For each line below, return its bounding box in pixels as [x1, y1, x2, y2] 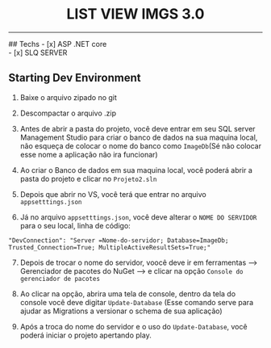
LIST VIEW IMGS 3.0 [66, 5, 205, 23]
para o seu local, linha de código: [19, 220, 131, 230]
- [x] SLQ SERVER [8, 48, 68, 57]
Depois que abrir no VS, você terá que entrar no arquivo [19, 189, 207, 199]
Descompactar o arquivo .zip [19, 108, 117, 118]
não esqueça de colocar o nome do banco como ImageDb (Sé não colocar [19, 140, 262, 150]
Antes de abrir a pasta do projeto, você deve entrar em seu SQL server [19, 124, 256, 133]
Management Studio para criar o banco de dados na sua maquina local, [19, 132, 258, 142]
